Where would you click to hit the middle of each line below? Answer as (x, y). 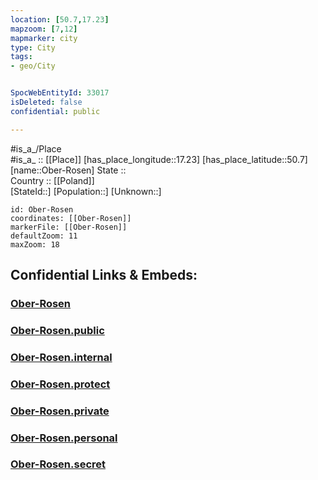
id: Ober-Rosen (42, 209)
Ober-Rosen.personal (64, 438)
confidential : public (55, 111)
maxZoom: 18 (35, 244)
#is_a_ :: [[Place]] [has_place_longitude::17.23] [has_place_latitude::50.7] (159, 159)
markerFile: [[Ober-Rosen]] (69, 227)
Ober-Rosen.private (60, 411)
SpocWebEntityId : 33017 (60, 93)
